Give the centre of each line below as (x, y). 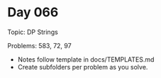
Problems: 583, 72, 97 (40, 45)
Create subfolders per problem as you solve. (83, 67)
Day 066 (33, 12)
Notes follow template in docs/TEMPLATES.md (86, 59)
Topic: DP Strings (33, 32)
